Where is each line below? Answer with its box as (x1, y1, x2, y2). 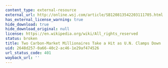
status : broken (5, 36, 38, 41)
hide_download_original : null (5, 27, 70, 32)
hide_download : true (5, 21, 50, 27)
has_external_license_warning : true (5, 17, 83, 22)
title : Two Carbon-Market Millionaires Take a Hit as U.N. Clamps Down (5, 41, 161, 46)
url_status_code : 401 (5, 50, 52, 55)
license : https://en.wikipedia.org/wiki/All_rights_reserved (5, 31, 138, 36)
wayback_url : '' (5, 55, 40, 60)
